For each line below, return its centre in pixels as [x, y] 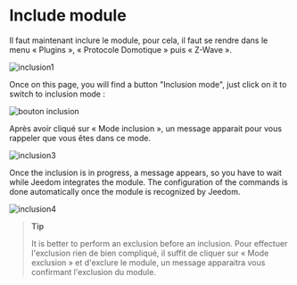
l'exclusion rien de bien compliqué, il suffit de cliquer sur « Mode [150, 253]
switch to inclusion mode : [57, 94]
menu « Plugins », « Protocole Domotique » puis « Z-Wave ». [120, 49]
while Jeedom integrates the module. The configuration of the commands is [148, 182]
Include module [68, 16]
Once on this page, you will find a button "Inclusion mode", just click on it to [148, 84]
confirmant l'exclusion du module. [93, 272]
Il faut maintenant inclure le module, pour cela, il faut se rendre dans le [139, 40]
